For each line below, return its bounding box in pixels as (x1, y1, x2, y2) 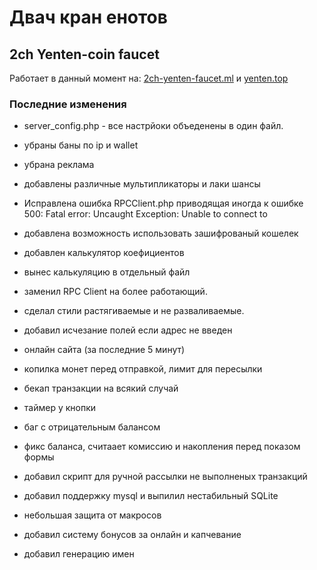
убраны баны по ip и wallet (23, 139, 139, 151)
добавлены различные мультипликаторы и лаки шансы (23, 178, 261, 190)
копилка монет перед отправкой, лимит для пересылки (23, 363, 263, 375)
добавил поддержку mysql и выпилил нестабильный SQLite (23, 490, 279, 502)
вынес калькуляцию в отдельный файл (23, 266, 191, 278)
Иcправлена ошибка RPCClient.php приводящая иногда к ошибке (23, 197, 304, 210)
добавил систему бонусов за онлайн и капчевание (23, 529, 242, 541)
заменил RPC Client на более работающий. (23, 286, 208, 298)
